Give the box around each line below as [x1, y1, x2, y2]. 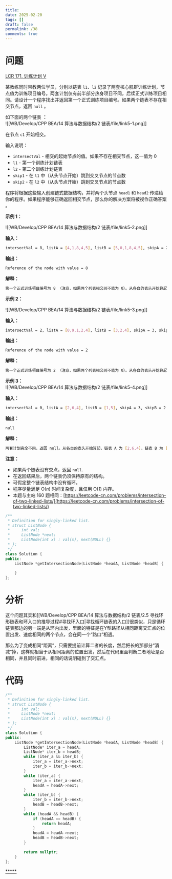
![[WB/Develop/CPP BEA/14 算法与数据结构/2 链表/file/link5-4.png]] [5, 384, 148, 390]
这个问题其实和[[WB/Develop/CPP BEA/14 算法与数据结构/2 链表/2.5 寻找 [5, 612, 159, 618]
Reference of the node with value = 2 [5, 348, 88, 353]
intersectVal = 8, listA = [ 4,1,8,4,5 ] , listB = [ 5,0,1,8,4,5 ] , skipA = [5, 245, 164, 250]
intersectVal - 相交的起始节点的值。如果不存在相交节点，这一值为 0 [12, 153, 157, 159]
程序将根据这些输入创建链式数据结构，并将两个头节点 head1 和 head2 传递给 [5, 189, 164, 195]
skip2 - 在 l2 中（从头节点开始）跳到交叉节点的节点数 [12, 178, 126, 185]
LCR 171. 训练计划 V [5, 73, 47, 79]
